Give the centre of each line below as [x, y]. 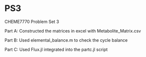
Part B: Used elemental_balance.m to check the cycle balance [66, 40]
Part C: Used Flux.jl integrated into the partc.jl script [56, 49]
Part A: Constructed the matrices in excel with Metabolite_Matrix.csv [73, 31]
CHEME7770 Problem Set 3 [32, 22]
